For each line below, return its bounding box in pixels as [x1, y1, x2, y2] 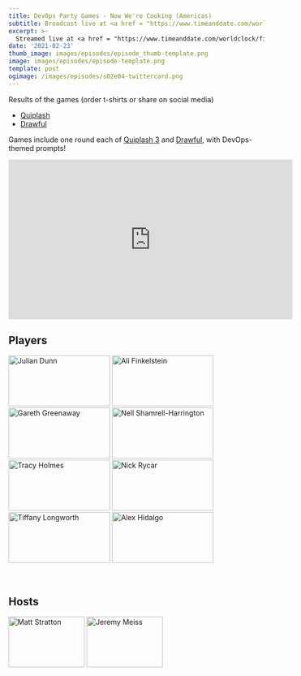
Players [8, 334, 48, 347]
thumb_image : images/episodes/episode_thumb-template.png [8, 50, 209, 58]
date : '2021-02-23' [8, 42, 75, 50]
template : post [8, 65, 60, 73]
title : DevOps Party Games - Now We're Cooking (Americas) [8, 11, 213, 20]
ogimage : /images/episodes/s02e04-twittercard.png [8, 72, 183, 80]
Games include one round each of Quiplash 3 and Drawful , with [8, 135, 221, 144]
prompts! [35, 143, 67, 153]
